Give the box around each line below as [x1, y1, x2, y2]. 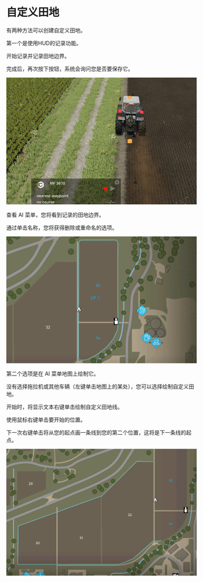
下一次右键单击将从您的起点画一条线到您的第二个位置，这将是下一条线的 [6, 429, 186, 436]
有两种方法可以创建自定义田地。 [6, 27, 86, 34]
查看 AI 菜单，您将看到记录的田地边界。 [6, 211, 105, 218]
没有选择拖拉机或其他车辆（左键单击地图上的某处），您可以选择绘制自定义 [6, 383, 189, 390]
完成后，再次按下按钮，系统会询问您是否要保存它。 [6, 65, 134, 72]
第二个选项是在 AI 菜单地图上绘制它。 [6, 369, 100, 377]
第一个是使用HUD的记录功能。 [6, 39, 82, 46]
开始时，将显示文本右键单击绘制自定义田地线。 [6, 403, 123, 411]
